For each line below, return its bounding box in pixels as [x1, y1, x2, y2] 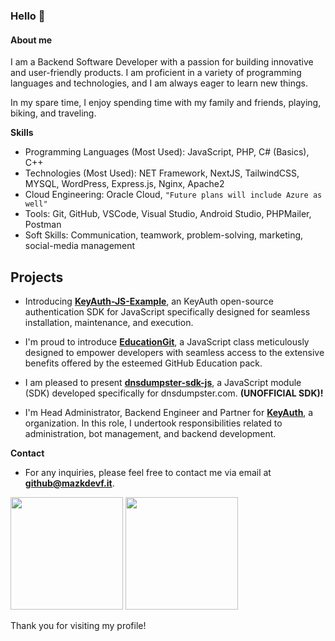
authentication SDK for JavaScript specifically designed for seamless [24, 305, 311, 318]
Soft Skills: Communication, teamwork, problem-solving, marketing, [24, 229, 304, 241]
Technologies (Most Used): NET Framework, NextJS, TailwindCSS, [24, 167, 300, 179]
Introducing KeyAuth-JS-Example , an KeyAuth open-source [24, 295, 274, 307]
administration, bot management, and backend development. [24, 427, 277, 439]
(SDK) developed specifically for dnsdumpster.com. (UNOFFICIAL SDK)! [24, 387, 324, 399]
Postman [24, 219, 62, 231]
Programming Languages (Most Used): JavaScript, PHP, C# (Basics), [24, 146, 310, 158]
